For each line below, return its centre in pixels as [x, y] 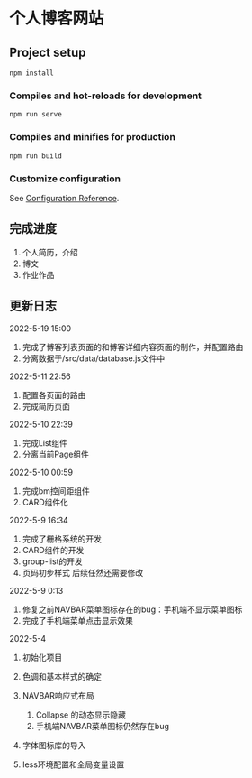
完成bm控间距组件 [56, 491]
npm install [31, 73]
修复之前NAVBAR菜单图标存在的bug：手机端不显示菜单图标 [132, 609]
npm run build [36, 156]
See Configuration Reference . [64, 198]
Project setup [48, 52]
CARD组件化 [45, 502]
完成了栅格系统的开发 [62, 539]
